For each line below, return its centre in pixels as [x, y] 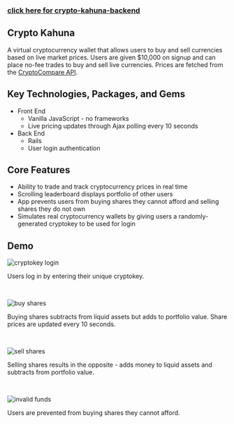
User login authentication [64, 148]
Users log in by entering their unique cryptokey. [76, 276]
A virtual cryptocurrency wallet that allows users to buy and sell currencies [115, 50]
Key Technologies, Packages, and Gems [96, 94]
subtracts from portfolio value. [51, 372]
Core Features [39, 170]
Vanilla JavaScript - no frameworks [78, 118]
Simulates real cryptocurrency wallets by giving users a [97, 217]
